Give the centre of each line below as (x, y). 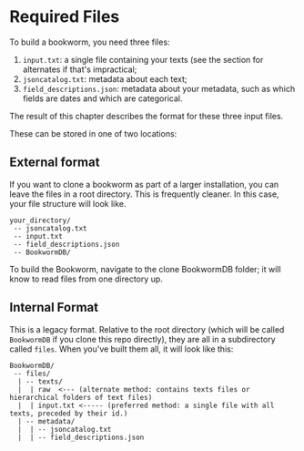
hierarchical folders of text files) (81, 397)
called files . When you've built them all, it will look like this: (122, 349)
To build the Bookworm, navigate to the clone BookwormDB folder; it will (145, 269)
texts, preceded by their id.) (69, 413)
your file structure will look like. (68, 203)
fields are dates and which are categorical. (102, 98)
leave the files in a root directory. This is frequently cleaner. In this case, (144, 194)
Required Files (65, 17)
